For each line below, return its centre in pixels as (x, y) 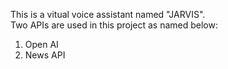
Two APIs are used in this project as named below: (114, 25)
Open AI (41, 44)
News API (45, 55)
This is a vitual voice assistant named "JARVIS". (108, 14)
